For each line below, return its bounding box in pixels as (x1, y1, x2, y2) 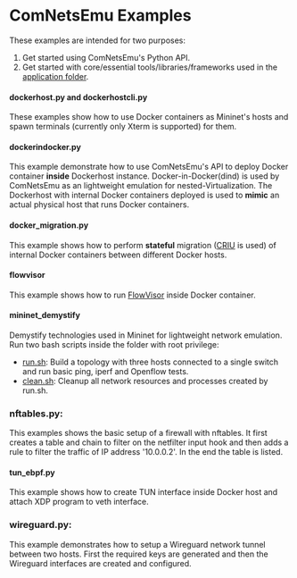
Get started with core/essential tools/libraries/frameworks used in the (21, 62, 278, 72)
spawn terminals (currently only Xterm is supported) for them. (9, 121, 237, 132)
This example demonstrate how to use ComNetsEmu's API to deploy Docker (9, 162, 289, 172)
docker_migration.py (9, 220, 89, 230)
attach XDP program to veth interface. (9, 497, 149, 507)
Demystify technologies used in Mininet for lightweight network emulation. (9, 330, 283, 340)
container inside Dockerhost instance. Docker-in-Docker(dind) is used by (9, 171, 280, 181)
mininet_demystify (9, 310, 80, 321)
